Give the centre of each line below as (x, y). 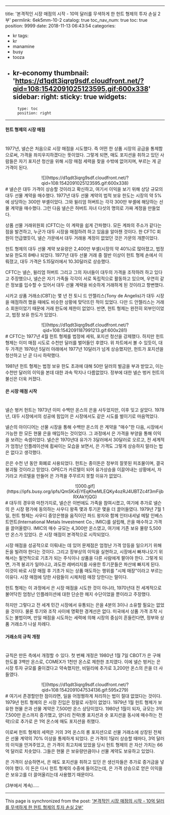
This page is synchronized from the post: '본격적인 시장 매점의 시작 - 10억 (80, 801)
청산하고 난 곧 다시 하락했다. (33, 355)
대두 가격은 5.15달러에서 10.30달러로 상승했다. (65, 261)
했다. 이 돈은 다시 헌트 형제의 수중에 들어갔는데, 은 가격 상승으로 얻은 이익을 (89, 768)
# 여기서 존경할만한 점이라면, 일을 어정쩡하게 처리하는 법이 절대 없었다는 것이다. (83, 696)
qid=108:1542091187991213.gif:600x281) (85, 330)
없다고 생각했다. (26, 453)
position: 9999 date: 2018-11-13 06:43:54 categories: (60, 26)
